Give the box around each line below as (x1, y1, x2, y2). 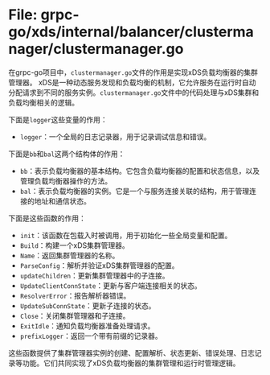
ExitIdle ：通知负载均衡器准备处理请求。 (19, 320, 155, 331)
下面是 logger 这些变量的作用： (8, 114, 108, 124)
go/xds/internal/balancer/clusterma (8, 23, 255, 41)
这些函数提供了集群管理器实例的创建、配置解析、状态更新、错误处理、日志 (8, 348, 255, 357)
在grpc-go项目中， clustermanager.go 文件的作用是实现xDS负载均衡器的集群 (8, 67, 259, 77)
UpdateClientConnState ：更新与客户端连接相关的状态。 (19, 280, 202, 291)
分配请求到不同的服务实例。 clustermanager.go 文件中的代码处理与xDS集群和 (8, 87, 260, 97)
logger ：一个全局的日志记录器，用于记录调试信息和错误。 (19, 131, 211, 142)
